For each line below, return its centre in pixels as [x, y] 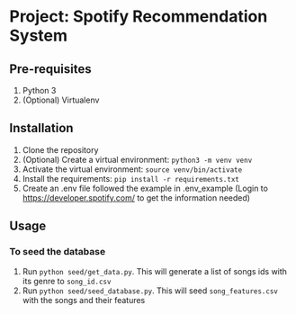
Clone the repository [60, 149]
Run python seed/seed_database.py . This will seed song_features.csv [150, 291]
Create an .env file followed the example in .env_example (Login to [145, 188]
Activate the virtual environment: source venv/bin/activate [132, 169]
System [39, 36]
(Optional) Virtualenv [61, 100]
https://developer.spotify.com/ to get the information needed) [136, 197]
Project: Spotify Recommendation [139, 17]
